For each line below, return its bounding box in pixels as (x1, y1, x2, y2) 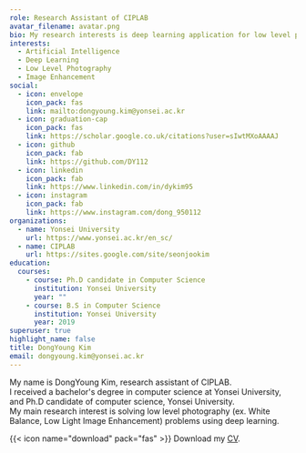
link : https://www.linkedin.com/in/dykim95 (25, 183, 194, 192)
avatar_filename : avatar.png (9, 22, 120, 31)
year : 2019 (33, 317, 76, 327)
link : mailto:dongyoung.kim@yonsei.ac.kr (25, 106, 185, 116)
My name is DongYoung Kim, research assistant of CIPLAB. (9, 377, 232, 388)
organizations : (9, 216, 67, 226)
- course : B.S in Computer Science (25, 301, 161, 310)
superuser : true (9, 327, 71, 336)
